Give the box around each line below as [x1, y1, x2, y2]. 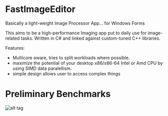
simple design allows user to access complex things [12, 70, 121, 76]
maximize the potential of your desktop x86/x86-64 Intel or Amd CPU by [12, 60, 163, 66]
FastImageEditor [5, 4, 76, 15]
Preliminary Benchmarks [5, 88, 111, 100]
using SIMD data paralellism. [12, 65, 72, 71]
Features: [5, 45, 25, 51]
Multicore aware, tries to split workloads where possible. [12, 54, 130, 61]
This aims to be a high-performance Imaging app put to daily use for [5, 30, 147, 36]
